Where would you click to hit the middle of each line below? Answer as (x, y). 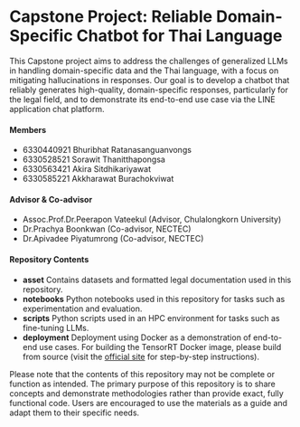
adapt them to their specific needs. (75, 413)
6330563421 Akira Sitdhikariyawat (87, 169)
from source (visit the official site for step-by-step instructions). (141, 356)
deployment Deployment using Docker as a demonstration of (136, 337)
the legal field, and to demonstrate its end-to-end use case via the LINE (142, 99)
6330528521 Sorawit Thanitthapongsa (94, 159)
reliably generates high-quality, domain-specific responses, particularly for (149, 90)
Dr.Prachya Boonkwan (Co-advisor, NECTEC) (107, 229)
